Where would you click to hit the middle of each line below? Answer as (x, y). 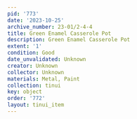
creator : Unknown (33, 66)
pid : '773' (23, 14)
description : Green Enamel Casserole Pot (69, 40)
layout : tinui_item (36, 105)
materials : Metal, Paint (44, 79)
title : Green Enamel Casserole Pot (59, 33)
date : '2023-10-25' (36, 20)
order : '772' (26, 99)
